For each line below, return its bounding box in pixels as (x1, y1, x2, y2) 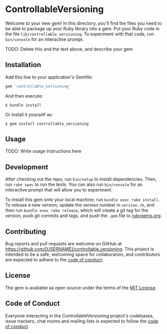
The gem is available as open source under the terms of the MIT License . (5, 285, 157, 291)
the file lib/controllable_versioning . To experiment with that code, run (5, 31, 154, 37)
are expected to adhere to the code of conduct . (5, 257, 104, 263)
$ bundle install (5, 102, 42, 108)
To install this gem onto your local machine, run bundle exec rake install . (5, 196, 160, 203)
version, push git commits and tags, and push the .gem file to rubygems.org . (5, 213, 162, 219)
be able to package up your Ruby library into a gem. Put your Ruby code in (5, 25, 160, 31)
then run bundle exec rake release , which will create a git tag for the (5, 208, 148, 214)
